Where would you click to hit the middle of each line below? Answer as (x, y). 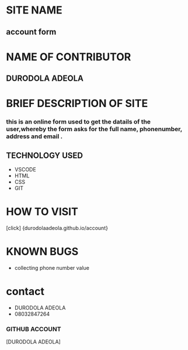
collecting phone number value (52, 267)
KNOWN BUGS (42, 252)
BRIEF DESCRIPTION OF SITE (77, 104)
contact (25, 292)
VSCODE (25, 170)
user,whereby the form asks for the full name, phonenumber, (94, 129)
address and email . (34, 136)
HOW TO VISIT (42, 212)
